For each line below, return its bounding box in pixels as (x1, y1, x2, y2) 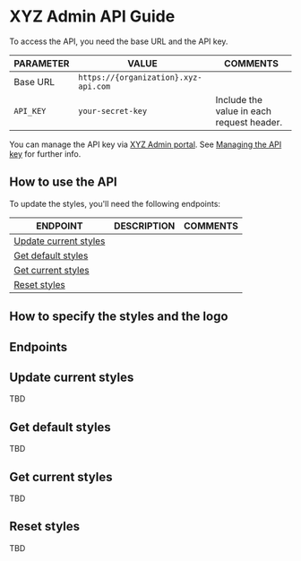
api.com (77, 81, 111, 91)
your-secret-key (77, 106, 148, 116)
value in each (215, 105, 271, 117)
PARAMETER (13, 56, 70, 69)
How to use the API (9, 175, 118, 190)
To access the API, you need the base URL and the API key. (9, 36, 228, 47)
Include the (215, 93, 262, 106)
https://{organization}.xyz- (77, 72, 202, 82)
